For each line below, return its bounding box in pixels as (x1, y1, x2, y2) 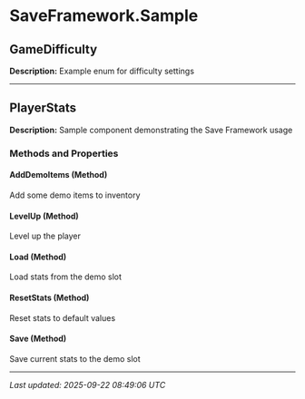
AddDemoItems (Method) (9, 170, 108, 180)
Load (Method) (9, 251, 67, 262)
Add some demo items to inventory (9, 190, 141, 200)
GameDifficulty (9, 42, 98, 57)
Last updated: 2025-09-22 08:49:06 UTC (9, 379, 166, 390)
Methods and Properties (9, 147, 119, 160)
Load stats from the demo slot (9, 271, 123, 282)
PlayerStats (9, 101, 77, 116)
